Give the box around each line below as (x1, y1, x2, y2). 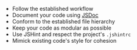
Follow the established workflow (12, 5, 93, 12)
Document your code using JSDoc (12, 11, 99, 19)
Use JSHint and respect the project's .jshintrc (12, 31, 131, 38)
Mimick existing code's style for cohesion (12, 37, 117, 44)
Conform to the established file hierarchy (12, 18, 116, 25)
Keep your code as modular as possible (12, 24, 111, 31)
